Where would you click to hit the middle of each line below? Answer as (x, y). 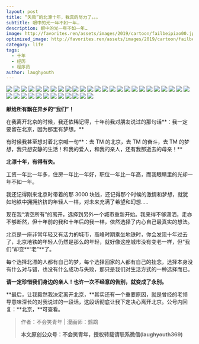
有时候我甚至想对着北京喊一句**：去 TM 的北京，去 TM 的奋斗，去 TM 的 (95, 142)
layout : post (22, 12)
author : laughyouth (30, 72)
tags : (13, 50)
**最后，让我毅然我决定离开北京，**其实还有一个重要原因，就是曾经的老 (94, 295)
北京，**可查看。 (43, 310)
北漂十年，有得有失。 (32, 162)
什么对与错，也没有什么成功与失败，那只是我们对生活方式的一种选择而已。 (102, 269)
